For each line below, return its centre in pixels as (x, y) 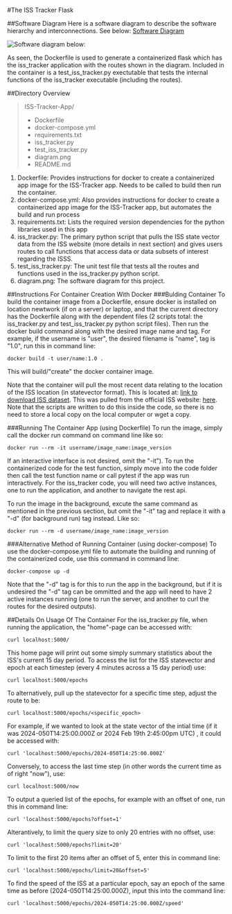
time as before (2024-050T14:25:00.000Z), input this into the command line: (116, 891)
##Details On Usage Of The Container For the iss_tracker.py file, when (107, 620)
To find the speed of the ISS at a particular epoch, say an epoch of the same (116, 883)
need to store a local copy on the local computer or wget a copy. (99, 414)
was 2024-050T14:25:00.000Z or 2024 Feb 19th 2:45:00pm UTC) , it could (114, 733)
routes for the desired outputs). (52, 606)
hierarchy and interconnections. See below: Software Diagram (96, 31)
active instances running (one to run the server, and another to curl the (108, 599)
